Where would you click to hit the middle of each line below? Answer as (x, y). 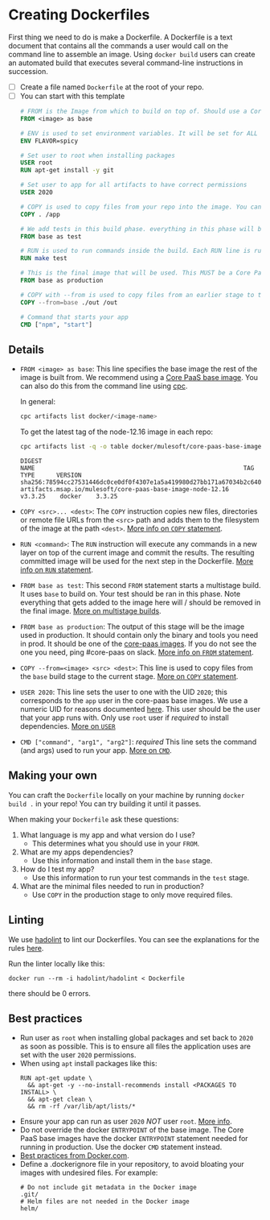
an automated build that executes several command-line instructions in (126, 63)
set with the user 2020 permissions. (78, 1055)
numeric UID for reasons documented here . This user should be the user (140, 709)
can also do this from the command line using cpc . (104, 386)
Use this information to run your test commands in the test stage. (141, 877)
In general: (38, 402)
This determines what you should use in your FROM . (115, 843)
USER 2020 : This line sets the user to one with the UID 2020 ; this (123, 692)
